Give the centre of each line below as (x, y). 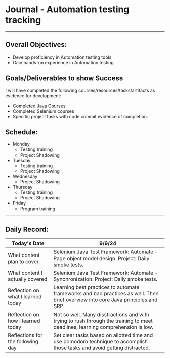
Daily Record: (27, 229)
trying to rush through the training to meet (103, 321)
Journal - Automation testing (67, 9)
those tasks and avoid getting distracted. (102, 348)
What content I (25, 273)
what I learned (25, 297)
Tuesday (22, 161)
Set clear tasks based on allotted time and (103, 335)
